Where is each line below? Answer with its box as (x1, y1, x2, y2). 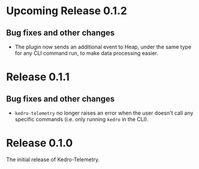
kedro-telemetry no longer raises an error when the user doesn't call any (14, 109, 194, 116)
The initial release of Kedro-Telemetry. (6, 155, 100, 163)
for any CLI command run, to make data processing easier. (14, 50, 159, 57)
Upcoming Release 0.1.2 (6, 4, 128, 18)
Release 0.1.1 (6, 70, 70, 84)
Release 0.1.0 (6, 136, 73, 150)
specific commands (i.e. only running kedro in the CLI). (14, 116, 149, 122)
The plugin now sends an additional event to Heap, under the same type (14, 43, 192, 50)
